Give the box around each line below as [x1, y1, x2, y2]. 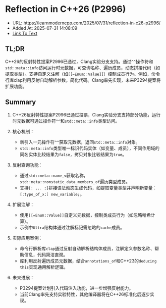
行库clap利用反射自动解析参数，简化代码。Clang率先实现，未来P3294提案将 [5, 77, 161, 83]
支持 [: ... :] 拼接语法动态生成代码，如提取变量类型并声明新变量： [19, 185, 158, 191]
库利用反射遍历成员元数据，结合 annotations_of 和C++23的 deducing [19, 257, 157, 263]
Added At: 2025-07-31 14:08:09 [12, 25, 78, 31]
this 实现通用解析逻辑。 [19, 264, 68, 270]
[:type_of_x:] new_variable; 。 [19, 191, 84, 197]
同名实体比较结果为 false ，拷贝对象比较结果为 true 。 [19, 151, 127, 157]
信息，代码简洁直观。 [24, 252, 68, 257]
